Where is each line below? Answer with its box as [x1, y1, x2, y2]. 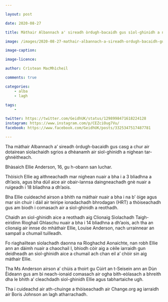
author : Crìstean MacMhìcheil [5, 66, 68, 71]
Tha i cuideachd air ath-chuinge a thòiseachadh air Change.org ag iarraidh [5, 286, 159, 292]
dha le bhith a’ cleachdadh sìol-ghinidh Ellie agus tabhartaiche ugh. [5, 276, 144, 282]
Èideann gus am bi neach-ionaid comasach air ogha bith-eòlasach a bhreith [5, 271, 161, 277]
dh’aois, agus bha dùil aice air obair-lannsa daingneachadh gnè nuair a [5, 179, 151, 185]
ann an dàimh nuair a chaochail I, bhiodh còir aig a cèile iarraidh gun [5, 245, 146, 251]
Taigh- [135, 214, 149, 220]
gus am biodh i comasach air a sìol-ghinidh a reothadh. [5, 204, 118, 210]
